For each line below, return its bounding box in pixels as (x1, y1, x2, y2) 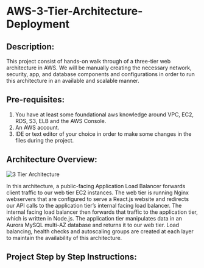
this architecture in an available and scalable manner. (6, 77, 140, 84)
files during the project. (15, 136, 74, 144)
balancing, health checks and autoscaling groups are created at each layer (6, 227, 194, 235)
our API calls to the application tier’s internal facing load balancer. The (6, 202, 182, 209)
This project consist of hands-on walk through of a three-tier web (6, 58, 171, 65)
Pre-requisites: (6, 94, 65, 105)
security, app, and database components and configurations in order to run (6, 71, 195, 77)
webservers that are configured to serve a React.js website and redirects (6, 195, 189, 202)
